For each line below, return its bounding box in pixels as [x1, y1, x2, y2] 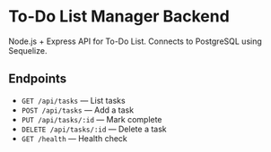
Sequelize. [8, 45, 48, 55]
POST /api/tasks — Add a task [21, 105, 135, 115]
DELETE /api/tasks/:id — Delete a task [21, 123, 167, 134]
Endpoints [8, 72, 67, 87]
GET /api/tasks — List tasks [21, 95, 127, 106]
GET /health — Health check [21, 132, 127, 144]
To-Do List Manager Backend [8, 6, 230, 27]
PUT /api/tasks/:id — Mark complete [21, 114, 162, 124]
